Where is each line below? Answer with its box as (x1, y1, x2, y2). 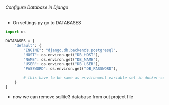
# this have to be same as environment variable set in (23, 75, 143, 80)
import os (5, 29, 26, 35)
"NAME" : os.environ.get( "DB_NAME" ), (23, 57, 100, 62)
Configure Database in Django (5, 4, 69, 10)
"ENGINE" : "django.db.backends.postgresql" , (23, 48, 118, 53)
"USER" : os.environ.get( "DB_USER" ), (23, 62, 100, 67)
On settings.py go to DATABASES (12, 20, 81, 26)
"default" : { (14, 43, 42, 48)
